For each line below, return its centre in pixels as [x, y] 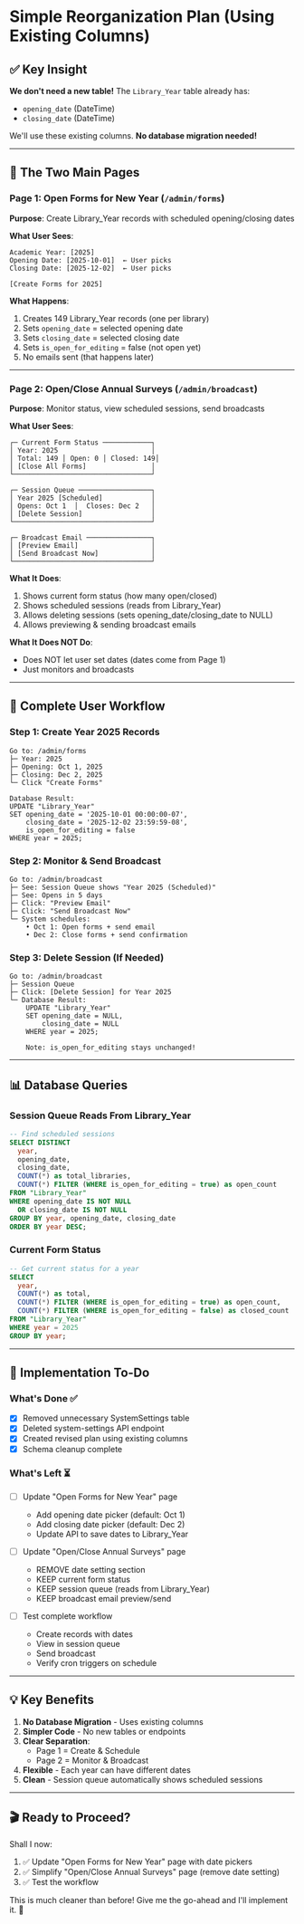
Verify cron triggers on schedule [96, 1663]
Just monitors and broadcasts [78, 669]
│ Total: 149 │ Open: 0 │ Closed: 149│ [85, 458]
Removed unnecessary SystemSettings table [106, 1418]
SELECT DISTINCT [40, 1143]
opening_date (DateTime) [69, 109]
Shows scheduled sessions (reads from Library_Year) [122, 605]
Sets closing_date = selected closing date [101, 338]
